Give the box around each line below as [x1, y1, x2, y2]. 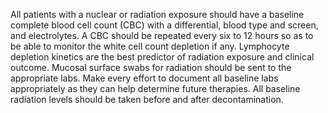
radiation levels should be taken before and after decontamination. [10, 94, 284, 105]
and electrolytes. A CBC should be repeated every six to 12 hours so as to [10, 30, 314, 41]
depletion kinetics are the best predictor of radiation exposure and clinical [10, 51, 315, 63]
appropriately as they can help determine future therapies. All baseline [10, 83, 301, 94]
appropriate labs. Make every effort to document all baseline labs [10, 72, 279, 84]
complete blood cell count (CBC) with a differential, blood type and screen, [10, 19, 319, 31]
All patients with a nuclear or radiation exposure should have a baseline [10, 9, 305, 20]
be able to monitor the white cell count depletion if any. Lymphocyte [10, 40, 290, 52]
